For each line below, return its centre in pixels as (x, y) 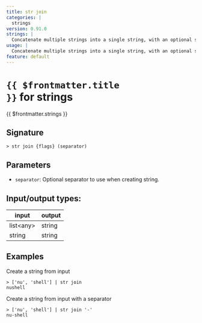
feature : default (28, 57)
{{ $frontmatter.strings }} (37, 114)
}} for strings (40, 97)
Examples (25, 257)
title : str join (26, 12)
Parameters (29, 165)
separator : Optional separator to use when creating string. (87, 180)
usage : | (17, 46)
